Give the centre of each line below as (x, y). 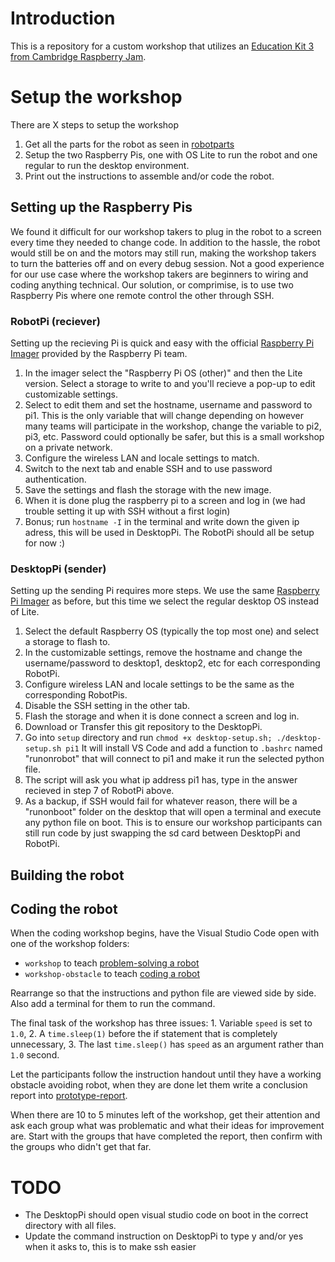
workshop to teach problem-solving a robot (112, 963)
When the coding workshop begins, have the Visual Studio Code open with (165, 933)
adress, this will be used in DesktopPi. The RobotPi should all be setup (169, 532)
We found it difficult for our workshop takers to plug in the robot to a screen (166, 231)
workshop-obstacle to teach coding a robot (112, 974)
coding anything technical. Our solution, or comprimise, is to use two (152, 284)
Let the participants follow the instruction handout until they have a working (166, 1074)
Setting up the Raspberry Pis (101, 207)
